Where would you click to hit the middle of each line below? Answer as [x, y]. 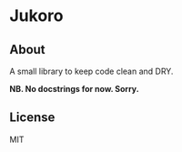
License [32, 118]
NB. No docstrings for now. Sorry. [74, 89]
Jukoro [36, 16]
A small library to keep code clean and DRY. [91, 71]
